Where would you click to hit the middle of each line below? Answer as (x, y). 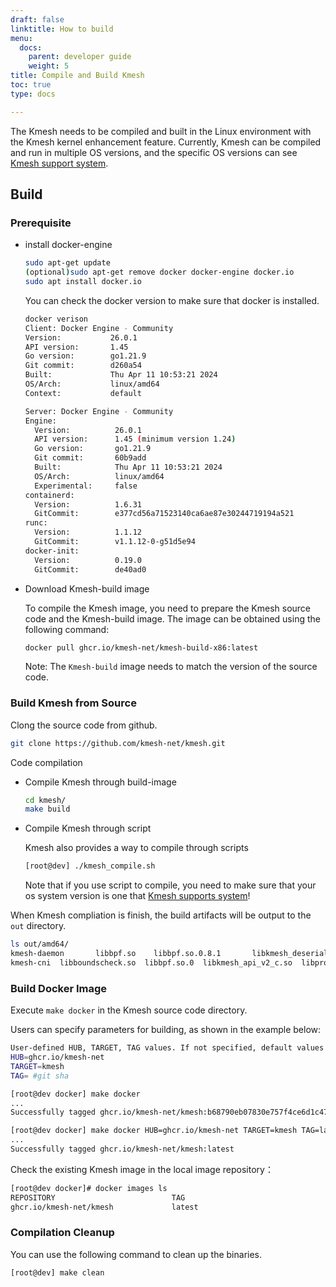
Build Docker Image (59, 988)
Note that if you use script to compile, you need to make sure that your (170, 885)
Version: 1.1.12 (88, 532)
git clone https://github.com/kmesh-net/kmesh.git (118, 743)
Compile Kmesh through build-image (100, 782)
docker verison (56, 319)
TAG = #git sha (40, 1076)
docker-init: (52, 551)
